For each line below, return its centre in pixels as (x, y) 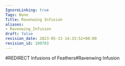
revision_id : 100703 (27, 43)
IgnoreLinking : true (27, 10)
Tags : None (17, 15)
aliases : (15, 24)
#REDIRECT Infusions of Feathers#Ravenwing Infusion (62, 58)
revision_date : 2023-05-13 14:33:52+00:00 (51, 39)
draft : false (19, 34)
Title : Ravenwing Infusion (34, 19)
